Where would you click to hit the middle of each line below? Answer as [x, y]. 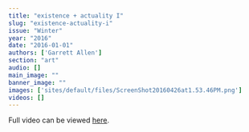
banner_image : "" [37, 82]
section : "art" [34, 61]
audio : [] [25, 68]
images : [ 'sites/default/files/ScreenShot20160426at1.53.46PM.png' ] [125, 90]
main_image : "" [34, 75]
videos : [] [27, 98]
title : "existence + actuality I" [66, 16]
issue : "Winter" [35, 30]
